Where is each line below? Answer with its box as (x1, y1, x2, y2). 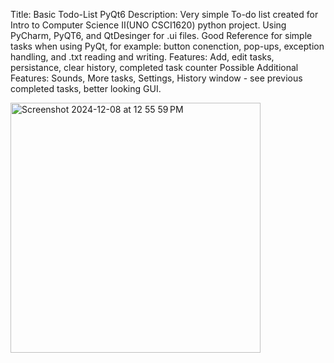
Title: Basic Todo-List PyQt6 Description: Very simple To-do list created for (10, 9, 319, 20)
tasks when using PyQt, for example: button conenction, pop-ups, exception (10, 40, 325, 52)
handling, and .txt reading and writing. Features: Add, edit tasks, (10, 51, 275, 63)
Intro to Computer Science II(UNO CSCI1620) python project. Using (10, 19, 287, 31)
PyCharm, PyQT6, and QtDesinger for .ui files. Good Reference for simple (10, 30, 313, 41)
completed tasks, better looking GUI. (10, 83, 162, 94)
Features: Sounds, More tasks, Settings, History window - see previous (10, 72, 303, 84)
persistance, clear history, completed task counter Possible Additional (10, 62, 299, 73)
